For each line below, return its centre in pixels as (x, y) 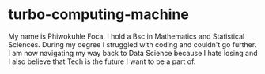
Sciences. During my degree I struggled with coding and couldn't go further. (132, 44)
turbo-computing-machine (99, 15)
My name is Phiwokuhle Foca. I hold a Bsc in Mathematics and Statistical (127, 36)
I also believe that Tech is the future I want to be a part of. (102, 61)
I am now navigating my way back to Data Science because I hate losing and (133, 53)
